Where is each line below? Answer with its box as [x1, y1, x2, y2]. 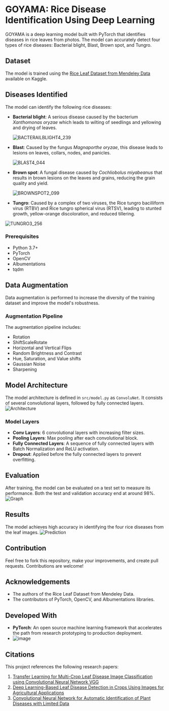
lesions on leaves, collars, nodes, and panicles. [12, 149, 111, 156]
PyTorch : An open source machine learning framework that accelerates [12, 625, 162, 631]
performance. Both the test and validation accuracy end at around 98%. [5, 490, 155, 496]
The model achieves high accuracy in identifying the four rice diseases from [5, 523, 164, 530]
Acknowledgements [5, 577, 70, 586]
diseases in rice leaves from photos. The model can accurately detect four [5, 37, 160, 43]
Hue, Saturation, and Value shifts [12, 355, 81, 361]
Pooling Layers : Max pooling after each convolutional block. [12, 435, 139, 441]
